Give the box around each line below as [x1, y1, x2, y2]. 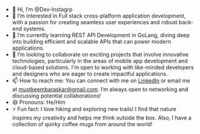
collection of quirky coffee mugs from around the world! [12, 121, 153, 127]
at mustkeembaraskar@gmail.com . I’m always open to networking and [12, 85, 188, 93]
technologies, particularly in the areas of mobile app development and [12, 58, 188, 64]
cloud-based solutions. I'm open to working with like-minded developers [12, 64, 195, 71]
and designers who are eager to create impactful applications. [12, 70, 168, 77]
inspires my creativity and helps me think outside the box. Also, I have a [12, 114, 191, 121]
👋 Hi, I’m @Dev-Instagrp [12, 6, 73, 13]
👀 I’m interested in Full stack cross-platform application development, [12, 12, 186, 19]
